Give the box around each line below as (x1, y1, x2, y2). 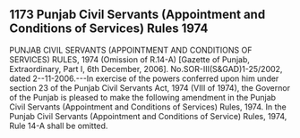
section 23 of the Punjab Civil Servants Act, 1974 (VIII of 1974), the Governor (9, 82, 291, 93)
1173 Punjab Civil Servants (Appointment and (9, 7, 266, 22)
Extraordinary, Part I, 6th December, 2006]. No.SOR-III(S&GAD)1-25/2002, (9, 63, 283, 74)
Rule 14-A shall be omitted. (9, 120, 108, 131)
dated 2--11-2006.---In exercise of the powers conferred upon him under (9, 73, 279, 84)
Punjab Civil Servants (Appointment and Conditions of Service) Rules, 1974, (9, 110, 287, 121)
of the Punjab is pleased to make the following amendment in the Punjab (9, 92, 276, 102)
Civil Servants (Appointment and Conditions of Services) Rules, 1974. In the (9, 101, 287, 112)
